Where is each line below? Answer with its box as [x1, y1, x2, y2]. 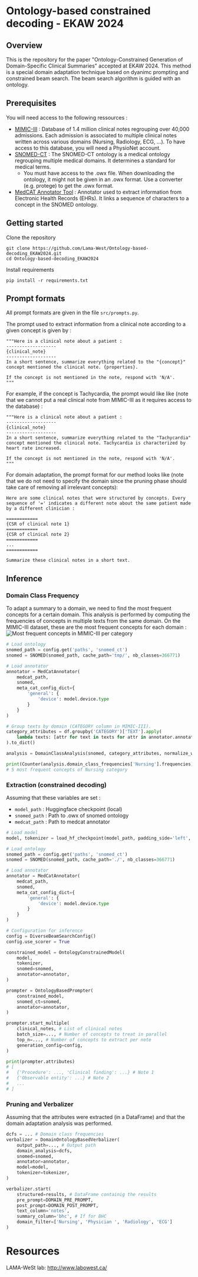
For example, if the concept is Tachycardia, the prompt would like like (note [6, 390, 189, 397]
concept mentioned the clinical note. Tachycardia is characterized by [6, 440, 186, 446]
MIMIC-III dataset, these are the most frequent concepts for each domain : [6, 623, 187, 631]
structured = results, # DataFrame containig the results [16, 1191, 157, 1197]
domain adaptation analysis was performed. [6, 1120, 113, 1127]
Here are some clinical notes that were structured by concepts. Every [6, 496, 186, 501]
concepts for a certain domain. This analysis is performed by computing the [6, 611, 190, 618]
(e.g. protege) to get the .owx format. [23, 182, 114, 189]
